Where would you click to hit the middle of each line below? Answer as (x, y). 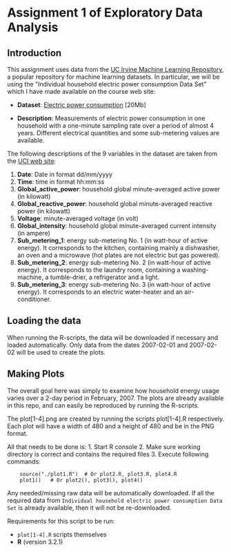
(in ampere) (33, 233)
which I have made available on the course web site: (81, 92)
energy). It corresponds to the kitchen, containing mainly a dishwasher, (118, 248)
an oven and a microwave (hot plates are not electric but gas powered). (119, 255)
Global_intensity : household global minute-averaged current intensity (117, 226)
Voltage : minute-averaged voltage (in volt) (78, 218)
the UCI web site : (32, 161)
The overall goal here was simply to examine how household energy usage (113, 390)
